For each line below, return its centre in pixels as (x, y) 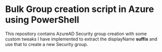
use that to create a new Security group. (47, 44)
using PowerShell (42, 20)
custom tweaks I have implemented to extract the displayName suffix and (81, 39)
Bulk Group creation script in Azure (79, 9)
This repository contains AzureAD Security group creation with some (76, 33)
